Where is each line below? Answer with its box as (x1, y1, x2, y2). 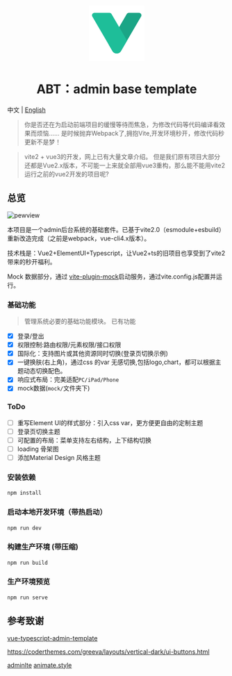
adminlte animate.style (7, 661, 72, 669)
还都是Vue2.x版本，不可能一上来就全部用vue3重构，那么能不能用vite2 (24, 161, 226, 170)
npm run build (7, 559, 49, 566)
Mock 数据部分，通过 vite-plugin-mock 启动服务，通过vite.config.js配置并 (7, 272, 217, 281)
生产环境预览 (7, 577, 51, 586)
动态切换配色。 (23, 367, 67, 375)
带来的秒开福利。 (7, 257, 56, 265)
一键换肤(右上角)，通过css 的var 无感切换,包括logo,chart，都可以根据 (17, 358, 215, 366)
